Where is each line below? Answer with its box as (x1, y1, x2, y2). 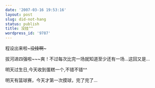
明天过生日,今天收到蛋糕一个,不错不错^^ (5, 66, 87, 72)
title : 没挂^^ (5, 26, 34, 31)
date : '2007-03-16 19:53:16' (5, 7, 67, 13)
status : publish (5, 21, 39, 27)
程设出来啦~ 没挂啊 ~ (5, 45, 47, 51)
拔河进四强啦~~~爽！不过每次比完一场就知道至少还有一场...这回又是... (5, 56, 150, 62)
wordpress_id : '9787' (5, 31, 51, 36)
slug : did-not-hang (5, 17, 46, 22)
